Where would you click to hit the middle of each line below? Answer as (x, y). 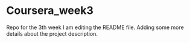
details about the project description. (52, 33)
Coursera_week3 (50, 11)
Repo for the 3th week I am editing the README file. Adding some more (95, 27)
